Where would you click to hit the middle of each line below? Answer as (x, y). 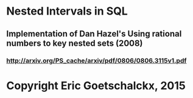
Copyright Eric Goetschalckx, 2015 (96, 86)
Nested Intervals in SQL (67, 11)
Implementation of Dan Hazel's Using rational (94, 34)
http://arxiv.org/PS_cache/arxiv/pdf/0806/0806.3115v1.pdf (96, 60)
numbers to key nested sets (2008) (75, 43)
